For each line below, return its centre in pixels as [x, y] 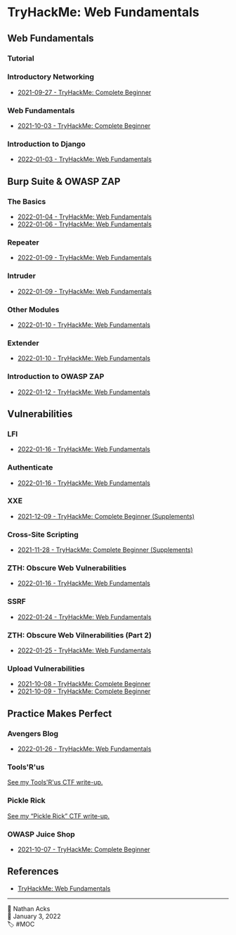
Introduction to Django [46, 144]
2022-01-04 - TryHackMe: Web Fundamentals [85, 217]
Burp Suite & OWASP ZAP [64, 181]
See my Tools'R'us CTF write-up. [55, 782]
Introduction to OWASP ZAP [56, 377]
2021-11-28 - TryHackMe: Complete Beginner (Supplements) [105, 550]
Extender [24, 343]
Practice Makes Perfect [60, 713]
